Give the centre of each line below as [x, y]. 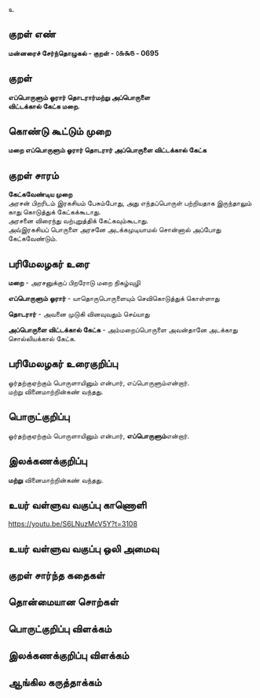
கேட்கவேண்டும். [33, 239]
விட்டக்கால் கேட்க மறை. [44, 106]
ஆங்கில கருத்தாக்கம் [55, 682]
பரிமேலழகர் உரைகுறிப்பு [63, 364]
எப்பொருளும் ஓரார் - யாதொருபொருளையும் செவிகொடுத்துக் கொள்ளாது [114, 299]
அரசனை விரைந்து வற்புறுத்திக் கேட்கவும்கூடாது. [79, 221]
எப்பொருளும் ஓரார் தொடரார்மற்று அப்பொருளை [79, 97]
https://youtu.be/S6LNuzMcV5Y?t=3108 [73, 524]
